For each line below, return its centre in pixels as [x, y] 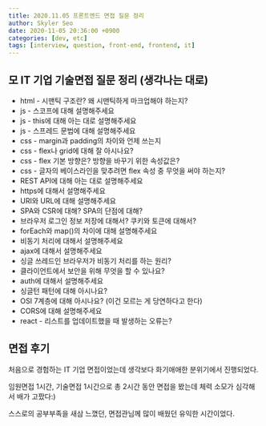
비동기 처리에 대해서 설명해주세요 [71, 240]
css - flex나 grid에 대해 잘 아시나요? [77, 151]
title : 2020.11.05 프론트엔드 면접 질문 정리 [76, 16]
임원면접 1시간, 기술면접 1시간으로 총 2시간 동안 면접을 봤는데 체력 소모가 [121, 386]
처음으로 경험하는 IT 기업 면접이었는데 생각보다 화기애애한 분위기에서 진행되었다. [133, 369]
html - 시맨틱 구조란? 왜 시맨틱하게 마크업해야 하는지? [104, 100]
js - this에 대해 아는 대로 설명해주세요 [78, 120]
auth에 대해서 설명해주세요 [62, 280]
